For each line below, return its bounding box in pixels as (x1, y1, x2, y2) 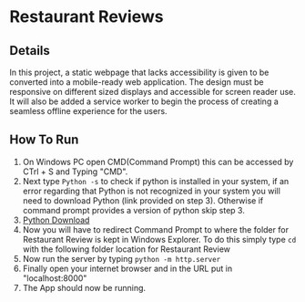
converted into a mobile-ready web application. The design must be (9, 77, 264, 88)
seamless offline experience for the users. (9, 106, 168, 116)
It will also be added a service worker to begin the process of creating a (9, 96, 280, 107)
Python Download (22, 214, 90, 225)
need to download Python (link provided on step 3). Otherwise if (22, 194, 264, 206)
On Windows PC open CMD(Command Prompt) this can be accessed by (22, 156, 294, 167)
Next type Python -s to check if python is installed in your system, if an (22, 175, 290, 186)
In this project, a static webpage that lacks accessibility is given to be (9, 67, 269, 78)
